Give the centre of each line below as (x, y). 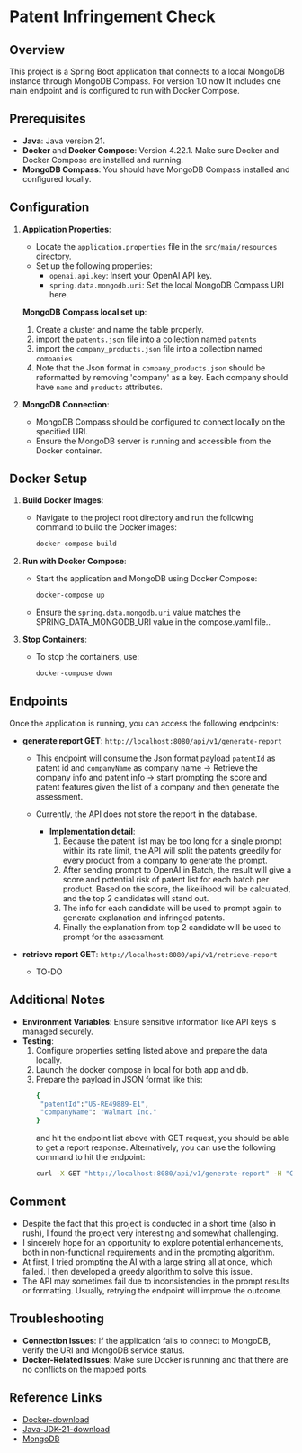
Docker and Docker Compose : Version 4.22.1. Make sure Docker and (151, 150)
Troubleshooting (57, 1319)
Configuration (49, 208)
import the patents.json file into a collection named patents (147, 339)
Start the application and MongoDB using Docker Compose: (147, 579)
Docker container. (69, 450)
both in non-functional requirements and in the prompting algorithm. (149, 1252)
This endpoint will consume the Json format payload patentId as (155, 758)
